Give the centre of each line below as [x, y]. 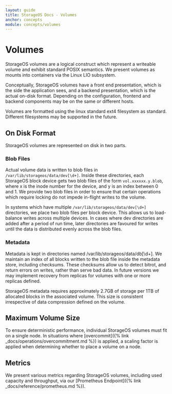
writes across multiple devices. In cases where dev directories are [93, 218]
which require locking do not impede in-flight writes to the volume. [76, 197]
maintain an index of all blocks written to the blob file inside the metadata [83, 259]
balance [14, 218]
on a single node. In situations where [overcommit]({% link [67, 336]
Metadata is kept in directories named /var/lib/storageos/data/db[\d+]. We [84, 254]
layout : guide [21, 10]
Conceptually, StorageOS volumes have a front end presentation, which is [83, 85]
